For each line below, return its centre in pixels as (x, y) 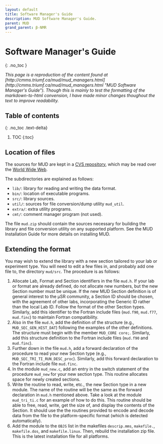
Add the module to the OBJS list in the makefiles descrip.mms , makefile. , (83, 426)
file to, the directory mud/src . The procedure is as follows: (63, 271)
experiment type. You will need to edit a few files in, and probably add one (80, 266)
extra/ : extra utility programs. (42, 209)
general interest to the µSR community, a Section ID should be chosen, (83, 296)
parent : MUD (17, 23)
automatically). (27, 421)
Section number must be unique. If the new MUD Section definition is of (84, 291)
